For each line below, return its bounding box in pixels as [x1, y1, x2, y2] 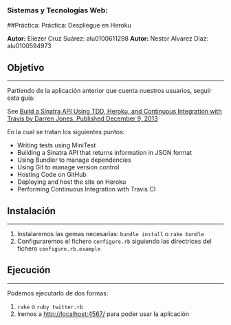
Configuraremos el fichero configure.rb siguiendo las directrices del [16, 237, 212, 245]
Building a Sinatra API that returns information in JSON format [16, 149, 192, 157]
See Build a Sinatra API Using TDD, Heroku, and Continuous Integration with [7, 107, 222, 116]
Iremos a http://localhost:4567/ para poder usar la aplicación [16, 309, 190, 318]
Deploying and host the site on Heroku [16, 178, 126, 186]
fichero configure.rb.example [16, 244, 101, 253]
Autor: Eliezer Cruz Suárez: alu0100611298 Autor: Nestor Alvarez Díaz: [7, 34, 208, 43]
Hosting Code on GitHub [16, 171, 87, 179]
